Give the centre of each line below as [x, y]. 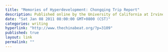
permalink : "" [20, 42]
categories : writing [27, 24]
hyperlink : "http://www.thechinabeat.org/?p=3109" [59, 28]
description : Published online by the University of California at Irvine [85, 14]
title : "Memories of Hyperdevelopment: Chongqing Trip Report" [72, 10]
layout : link [19, 38]
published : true [22, 33]
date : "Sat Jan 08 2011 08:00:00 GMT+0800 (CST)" [58, 19]
